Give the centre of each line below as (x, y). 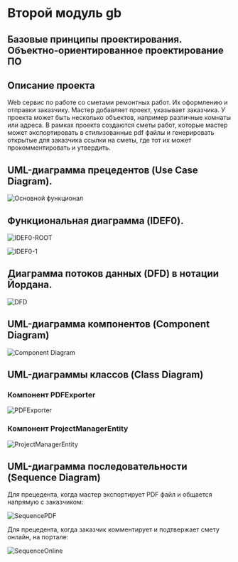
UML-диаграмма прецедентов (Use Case (103, 170)
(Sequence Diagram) (54, 478)
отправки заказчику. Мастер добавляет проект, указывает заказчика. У (116, 110)
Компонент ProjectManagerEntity (68, 429)
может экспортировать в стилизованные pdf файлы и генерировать (111, 133)
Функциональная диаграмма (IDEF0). (96, 220)
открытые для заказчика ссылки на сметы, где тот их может (99, 140)
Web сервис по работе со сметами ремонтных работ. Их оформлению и (118, 103)
